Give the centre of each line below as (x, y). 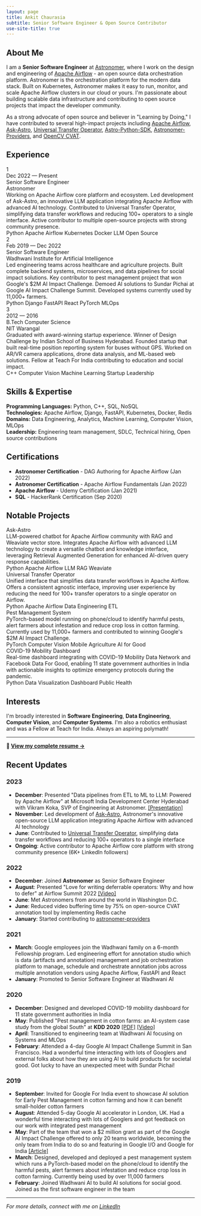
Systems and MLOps (40, 1039)
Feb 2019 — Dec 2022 (34, 246)
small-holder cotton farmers (49, 1106)
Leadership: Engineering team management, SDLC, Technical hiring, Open (98, 431)
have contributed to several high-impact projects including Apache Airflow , (99, 123)
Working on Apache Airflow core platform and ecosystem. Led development (100, 195)
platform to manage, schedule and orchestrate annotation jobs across (101, 967)
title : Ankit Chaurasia (36, 17)
